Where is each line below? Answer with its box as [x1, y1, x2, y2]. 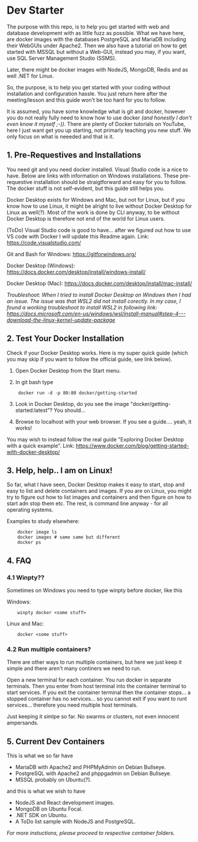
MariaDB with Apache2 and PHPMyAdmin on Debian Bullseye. [15, 764, 166, 771]
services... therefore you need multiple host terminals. [6, 702, 138, 709]
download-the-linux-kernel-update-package [6, 316, 115, 323]
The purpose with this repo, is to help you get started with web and [6, 23, 170, 30]
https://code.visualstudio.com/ [6, 239, 81, 246]
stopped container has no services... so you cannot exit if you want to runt [6, 695, 187, 702]
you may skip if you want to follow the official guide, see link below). [6, 356, 173, 363]
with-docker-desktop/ [6, 448, 61, 456]
